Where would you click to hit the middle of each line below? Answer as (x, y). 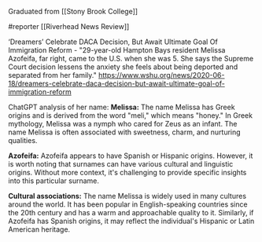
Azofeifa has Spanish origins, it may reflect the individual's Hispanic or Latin (131, 221)
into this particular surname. (54, 181)
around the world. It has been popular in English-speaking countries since (128, 204)
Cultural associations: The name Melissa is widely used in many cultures (127, 196)
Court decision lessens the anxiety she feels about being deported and (123, 67)
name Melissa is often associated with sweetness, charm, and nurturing (125, 132)
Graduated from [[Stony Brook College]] (73, 11)
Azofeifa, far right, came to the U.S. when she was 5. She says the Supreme (131, 59)
